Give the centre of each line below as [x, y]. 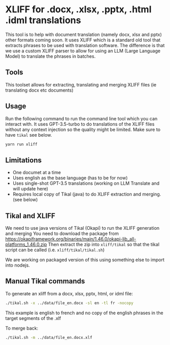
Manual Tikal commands [45, 281]
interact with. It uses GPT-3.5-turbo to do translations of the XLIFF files [80, 124]
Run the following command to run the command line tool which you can [81, 118]
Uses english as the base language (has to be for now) [70, 178]
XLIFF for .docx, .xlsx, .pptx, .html [78, 9]
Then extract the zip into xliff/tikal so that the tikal [104, 245]
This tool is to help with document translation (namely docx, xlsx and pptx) [84, 34]
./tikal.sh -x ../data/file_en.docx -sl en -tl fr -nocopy [69, 303]
